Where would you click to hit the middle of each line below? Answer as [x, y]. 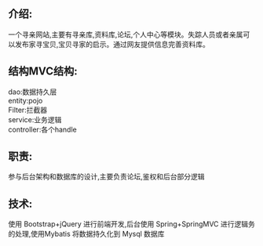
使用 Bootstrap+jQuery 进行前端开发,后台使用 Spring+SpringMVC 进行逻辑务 [131, 224]
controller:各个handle [42, 129]
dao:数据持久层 [33, 92]
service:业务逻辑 [35, 119]
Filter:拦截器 [28, 110]
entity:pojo [26, 100]
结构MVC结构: [43, 72]
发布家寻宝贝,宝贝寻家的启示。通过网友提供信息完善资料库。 [112, 44]
